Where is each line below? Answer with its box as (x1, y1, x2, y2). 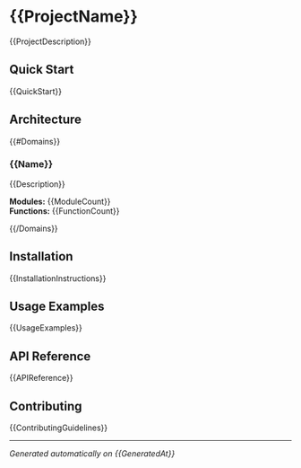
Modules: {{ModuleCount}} (9, 196, 111, 207)
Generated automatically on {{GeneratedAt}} (9, 448, 176, 459)
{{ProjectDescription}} (9, 36, 92, 47)
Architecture (9, 112, 82, 128)
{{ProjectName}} (9, 6, 139, 27)
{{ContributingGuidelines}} (9, 422, 108, 433)
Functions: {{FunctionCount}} (9, 205, 120, 216)
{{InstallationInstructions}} (9, 272, 107, 284)
